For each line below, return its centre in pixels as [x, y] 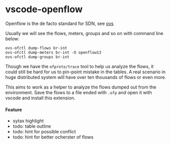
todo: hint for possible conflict [44, 132]
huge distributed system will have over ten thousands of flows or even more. [86, 77]
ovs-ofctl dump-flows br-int [36, 48]
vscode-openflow [44, 9]
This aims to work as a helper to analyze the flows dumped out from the [81, 87]
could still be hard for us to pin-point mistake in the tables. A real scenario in [86, 72]
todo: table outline [32, 126]
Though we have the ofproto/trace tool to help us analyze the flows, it [80, 66]
